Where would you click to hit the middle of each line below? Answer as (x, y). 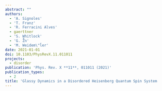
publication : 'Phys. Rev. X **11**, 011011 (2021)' (58, 68)
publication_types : (25, 72)
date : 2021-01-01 (23, 50)
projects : (15, 59)
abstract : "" (18, 9)
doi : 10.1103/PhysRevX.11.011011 (39, 54)
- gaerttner (22, 32)
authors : (14, 14)
